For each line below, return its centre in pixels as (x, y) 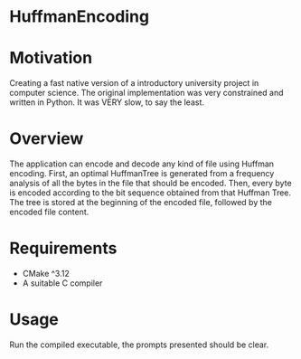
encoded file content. (49, 212)
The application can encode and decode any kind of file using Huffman (141, 164)
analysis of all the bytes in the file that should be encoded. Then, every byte (150, 184)
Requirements (63, 248)
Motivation (51, 58)
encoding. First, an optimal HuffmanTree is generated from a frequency (142, 174)
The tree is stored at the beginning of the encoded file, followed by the (141, 203)
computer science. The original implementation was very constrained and (146, 93)
